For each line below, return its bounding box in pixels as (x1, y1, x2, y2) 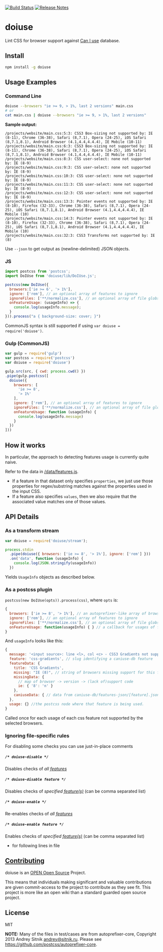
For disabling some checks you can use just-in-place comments (5, 743, 133, 749)
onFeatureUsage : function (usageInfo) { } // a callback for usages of (9, 625, 155, 630)
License (5, 909, 30, 917)
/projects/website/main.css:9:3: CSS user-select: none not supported (5, 165, 151, 170)
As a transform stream (5, 528, 59, 534)
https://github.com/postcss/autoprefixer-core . (5, 941, 98, 947)
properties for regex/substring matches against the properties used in (12, 483, 152, 489)
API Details (5, 513, 39, 521)
